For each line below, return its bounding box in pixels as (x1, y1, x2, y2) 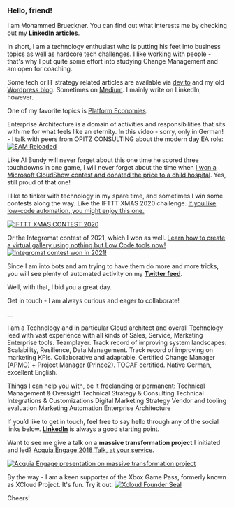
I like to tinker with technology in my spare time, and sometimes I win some (7, 191, 224, 201)
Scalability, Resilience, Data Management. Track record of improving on (7, 346, 213, 354)
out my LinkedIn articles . (7, 29, 80, 37)
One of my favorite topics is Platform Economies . (7, 107, 148, 115)
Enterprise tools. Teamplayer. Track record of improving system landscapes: (7, 338, 227, 347)
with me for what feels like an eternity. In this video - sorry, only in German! (7, 128, 224, 136)
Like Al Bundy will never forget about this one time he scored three (7, 156, 199, 164)
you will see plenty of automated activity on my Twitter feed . (7, 270, 183, 278)
